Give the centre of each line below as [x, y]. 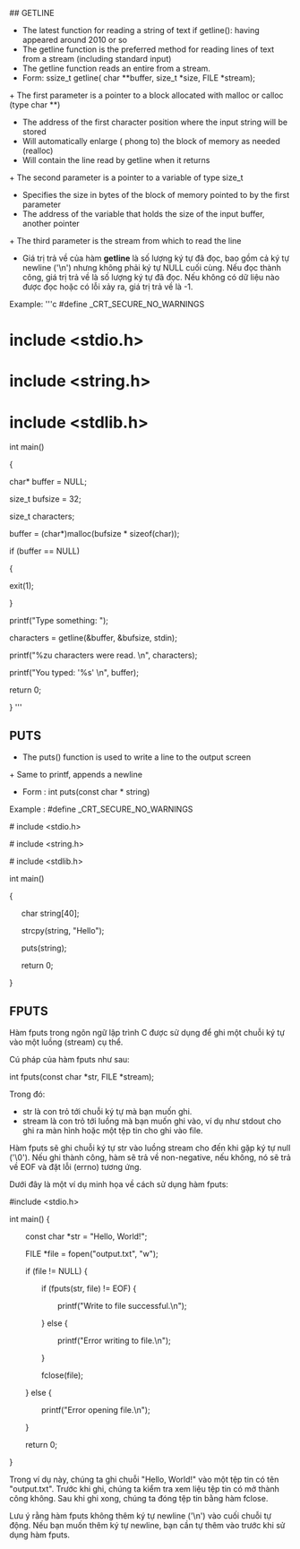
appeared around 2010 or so [75, 40]
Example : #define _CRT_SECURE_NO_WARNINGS [101, 809]
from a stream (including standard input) [97, 59]
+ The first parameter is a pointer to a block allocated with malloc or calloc [146, 95]
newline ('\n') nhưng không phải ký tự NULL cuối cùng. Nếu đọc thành [152, 267]
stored [34, 132]
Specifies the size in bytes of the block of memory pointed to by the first [155, 195]
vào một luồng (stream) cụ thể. [66, 1042]
